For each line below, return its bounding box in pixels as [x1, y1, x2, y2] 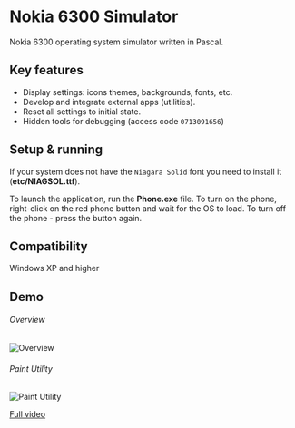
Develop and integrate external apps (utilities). [22, 96, 196, 107]
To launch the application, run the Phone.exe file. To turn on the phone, [9, 193, 277, 204]
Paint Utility [9, 363, 53, 374]
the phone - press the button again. [9, 212, 143, 223]
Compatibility [9, 238, 88, 254]
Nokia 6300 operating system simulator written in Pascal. [9, 36, 224, 47]
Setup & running [9, 142, 103, 158]
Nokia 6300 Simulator [9, 6, 179, 27]
